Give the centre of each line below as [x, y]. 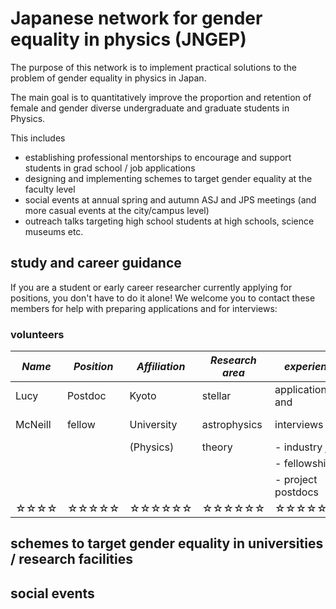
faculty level [50, 189]
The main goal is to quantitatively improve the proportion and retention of [161, 97]
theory [217, 447]
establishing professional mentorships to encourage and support [158, 157]
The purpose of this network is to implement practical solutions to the [153, 67]
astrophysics [232, 425]
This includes [38, 138]
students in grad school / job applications [110, 168]
